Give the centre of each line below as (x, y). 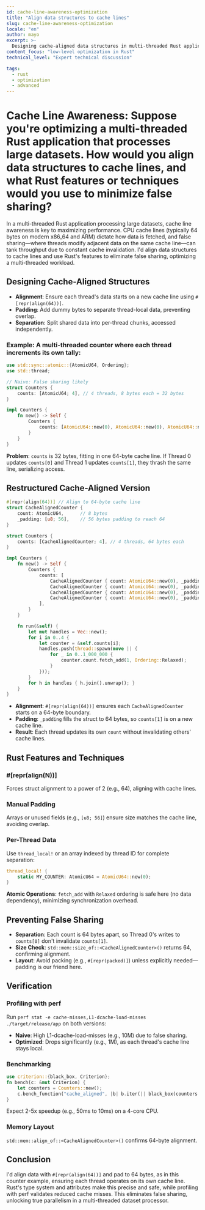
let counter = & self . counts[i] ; (80, 643)
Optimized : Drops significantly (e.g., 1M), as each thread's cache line (102, 1042)
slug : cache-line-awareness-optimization (60, 23)
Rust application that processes (88, 142)
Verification (29, 986)
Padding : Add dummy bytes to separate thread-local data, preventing (103, 309)
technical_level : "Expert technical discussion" (69, 57)
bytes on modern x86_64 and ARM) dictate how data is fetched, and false (99, 237)
